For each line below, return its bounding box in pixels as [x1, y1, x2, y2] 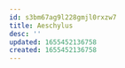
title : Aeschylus [9, 21, 74, 30]
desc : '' [9, 29, 42, 38]
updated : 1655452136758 [9, 37, 98, 47]
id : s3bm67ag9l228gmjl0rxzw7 [9, 12, 117, 22]
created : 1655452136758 [9, 46, 98, 55]
